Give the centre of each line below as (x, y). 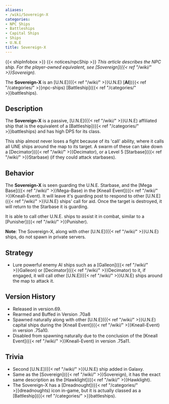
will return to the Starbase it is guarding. (47, 207)
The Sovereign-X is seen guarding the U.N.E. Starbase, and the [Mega (79, 185)
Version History (30, 297)
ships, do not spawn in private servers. (46, 237)
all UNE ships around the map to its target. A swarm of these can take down (84, 147)
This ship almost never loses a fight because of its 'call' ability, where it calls (84, 141)
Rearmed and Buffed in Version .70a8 (51, 314)
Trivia (14, 357)
